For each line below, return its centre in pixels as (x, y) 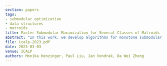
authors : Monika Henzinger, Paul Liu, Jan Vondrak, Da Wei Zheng (74, 56)
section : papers (22, 10)
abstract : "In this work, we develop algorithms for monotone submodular (84, 38)
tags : (11, 14)
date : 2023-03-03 (23, 47)
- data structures (24, 24)
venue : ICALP (19, 51)
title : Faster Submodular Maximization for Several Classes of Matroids (82, 33)
